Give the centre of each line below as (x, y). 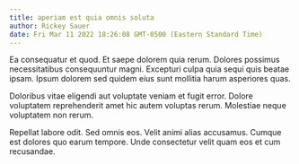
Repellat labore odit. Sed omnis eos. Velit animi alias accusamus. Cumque (145, 133)
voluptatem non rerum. (52, 115)
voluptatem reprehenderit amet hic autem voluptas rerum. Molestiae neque (148, 106)
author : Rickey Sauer (50, 26)
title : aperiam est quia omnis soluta (82, 17)
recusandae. (32, 151)
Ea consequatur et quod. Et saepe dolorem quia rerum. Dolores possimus (145, 60)
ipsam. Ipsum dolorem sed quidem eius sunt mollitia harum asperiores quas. (150, 79)
